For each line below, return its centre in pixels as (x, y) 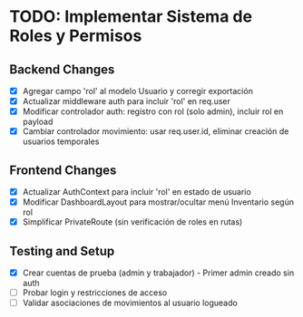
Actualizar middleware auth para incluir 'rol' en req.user (127, 101)
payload (38, 122)
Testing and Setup (62, 251)
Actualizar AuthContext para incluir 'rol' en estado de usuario (137, 192)
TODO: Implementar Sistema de (131, 17)
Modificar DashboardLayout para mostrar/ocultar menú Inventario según (158, 202)
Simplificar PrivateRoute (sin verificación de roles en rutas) (132, 222)
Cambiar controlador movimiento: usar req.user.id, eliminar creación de (156, 131)
